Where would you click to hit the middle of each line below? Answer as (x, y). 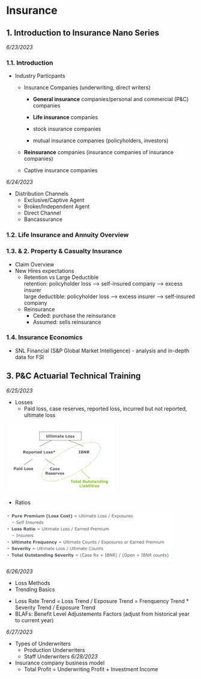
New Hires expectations (44, 271)
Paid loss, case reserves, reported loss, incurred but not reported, (105, 408)
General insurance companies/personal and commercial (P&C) (111, 99)
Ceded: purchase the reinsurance (74, 315)
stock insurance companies (67, 129)
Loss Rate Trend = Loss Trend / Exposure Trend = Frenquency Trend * (102, 601)
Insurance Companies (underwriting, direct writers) (87, 87)
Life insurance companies (65, 117)
